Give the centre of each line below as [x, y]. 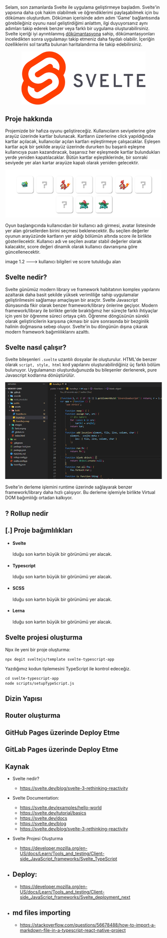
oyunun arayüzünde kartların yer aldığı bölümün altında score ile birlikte [78, 236]
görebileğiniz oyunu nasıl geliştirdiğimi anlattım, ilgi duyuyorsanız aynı [77, 23]
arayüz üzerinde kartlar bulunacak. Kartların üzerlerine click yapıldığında [79, 136]
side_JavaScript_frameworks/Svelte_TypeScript [69, 859]
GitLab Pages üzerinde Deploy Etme [62, 749]
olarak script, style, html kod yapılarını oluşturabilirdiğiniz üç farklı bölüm [83, 365]
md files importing [41, 913]
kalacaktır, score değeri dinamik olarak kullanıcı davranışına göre [71, 246]
